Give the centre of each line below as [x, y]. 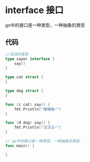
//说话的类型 [17, 54]
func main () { [20, 145]
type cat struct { [24, 77]
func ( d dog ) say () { [28, 123]
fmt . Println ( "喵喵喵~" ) [38, 109]
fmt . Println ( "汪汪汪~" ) [38, 127]
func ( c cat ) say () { [28, 104]
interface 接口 [34, 10]
